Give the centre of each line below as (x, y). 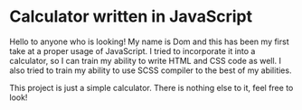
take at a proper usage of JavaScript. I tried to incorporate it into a (132, 50)
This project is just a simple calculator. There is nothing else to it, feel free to (151, 87)
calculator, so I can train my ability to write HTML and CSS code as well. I (146, 60)
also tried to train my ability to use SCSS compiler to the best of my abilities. (151, 70)
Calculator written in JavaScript (131, 17)
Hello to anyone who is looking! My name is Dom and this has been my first (149, 41)
